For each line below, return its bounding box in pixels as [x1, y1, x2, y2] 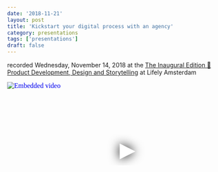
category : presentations [7, 29, 78, 36]
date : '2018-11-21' [7, 10, 63, 17]
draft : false [7, 42, 45, 49]
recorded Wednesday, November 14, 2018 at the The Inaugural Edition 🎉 [7, 61, 211, 69]
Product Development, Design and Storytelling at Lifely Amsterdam [7, 68, 197, 76]
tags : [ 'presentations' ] [7, 36, 78, 43]
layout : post [7, 17, 45, 23]
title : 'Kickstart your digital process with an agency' [7, 23, 174, 30]
